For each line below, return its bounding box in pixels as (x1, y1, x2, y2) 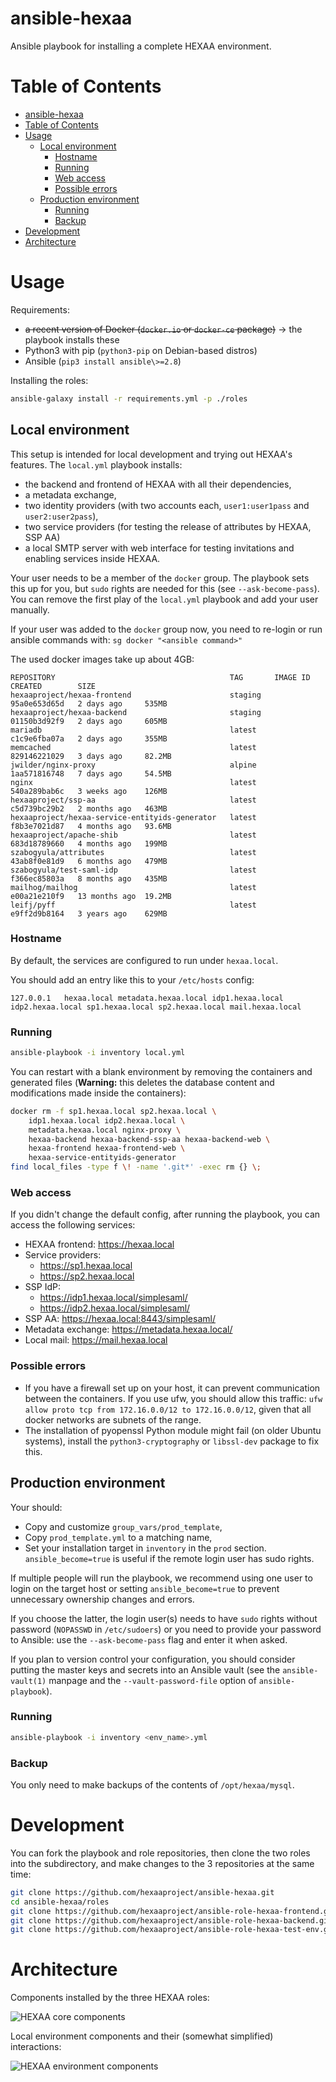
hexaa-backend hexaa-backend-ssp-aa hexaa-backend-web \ (28, 1134, 271, 1144)
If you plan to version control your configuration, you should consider (10, 1653, 296, 1665)
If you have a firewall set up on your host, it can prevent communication (24, 1382, 321, 1394)
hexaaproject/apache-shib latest (10, 830, 257, 840)
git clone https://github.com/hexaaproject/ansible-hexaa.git (10, 1887, 275, 1897)
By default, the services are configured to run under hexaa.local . (10, 954, 279, 966)
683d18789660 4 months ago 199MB (10, 838, 168, 849)
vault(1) (10, 1676, 47, 1686)
